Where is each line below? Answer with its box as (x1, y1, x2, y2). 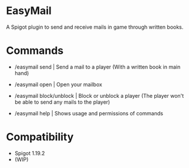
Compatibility (6, 131, 74, 144)
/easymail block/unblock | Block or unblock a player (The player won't (14, 92, 184, 99)
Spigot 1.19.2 (14, 149, 45, 156)
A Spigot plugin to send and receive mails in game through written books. (6, 23, 184, 30)
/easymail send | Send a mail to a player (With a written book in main (14, 63, 181, 70)
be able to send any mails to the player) (14, 98, 110, 105)
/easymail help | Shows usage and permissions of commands (14, 109, 163, 116)
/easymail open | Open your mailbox (14, 81, 103, 88)
